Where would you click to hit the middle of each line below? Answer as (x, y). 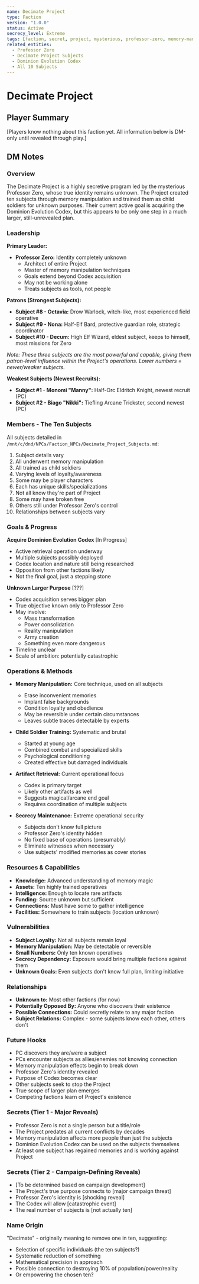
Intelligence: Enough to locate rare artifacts (68, 893)
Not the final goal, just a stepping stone (63, 576)
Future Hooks (27, 1040)
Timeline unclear (36, 649)
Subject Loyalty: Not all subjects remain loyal (71, 940)
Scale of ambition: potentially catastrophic (66, 656)
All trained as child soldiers (48, 467)
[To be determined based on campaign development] (80, 1185)
